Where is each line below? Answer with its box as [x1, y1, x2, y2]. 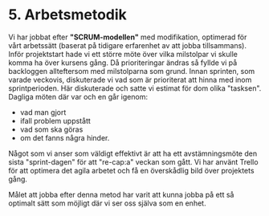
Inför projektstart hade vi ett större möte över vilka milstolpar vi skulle [8, 49, 238, 59]
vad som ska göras [19, 124, 84, 134]
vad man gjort [19, 107, 67, 117]
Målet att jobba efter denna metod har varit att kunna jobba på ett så [8, 190, 234, 199]
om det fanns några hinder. [19, 132, 110, 142]
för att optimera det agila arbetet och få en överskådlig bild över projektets [8, 165, 255, 175]
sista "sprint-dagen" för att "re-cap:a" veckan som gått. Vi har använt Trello [8, 157, 259, 166]
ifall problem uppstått [19, 116, 91, 125]
